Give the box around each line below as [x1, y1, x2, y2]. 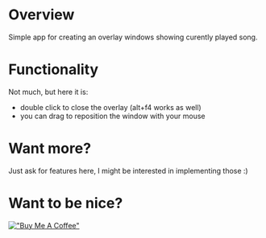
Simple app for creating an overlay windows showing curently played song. [8, 32, 258, 42]
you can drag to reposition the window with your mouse [19, 111, 206, 121]
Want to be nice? [8, 195, 123, 212]
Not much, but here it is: [8, 87, 89, 96]
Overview [8, 6, 75, 24]
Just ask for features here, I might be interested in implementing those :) [8, 166, 248, 175]
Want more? [8, 139, 91, 158]
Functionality [8, 60, 99, 79]
